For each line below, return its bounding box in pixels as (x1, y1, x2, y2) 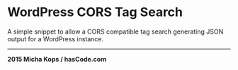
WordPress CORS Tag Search (7, 4, 183, 20)
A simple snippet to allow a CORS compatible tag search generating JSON (7, 27, 224, 36)
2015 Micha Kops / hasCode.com (7, 55, 107, 63)
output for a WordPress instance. (7, 34, 104, 43)
